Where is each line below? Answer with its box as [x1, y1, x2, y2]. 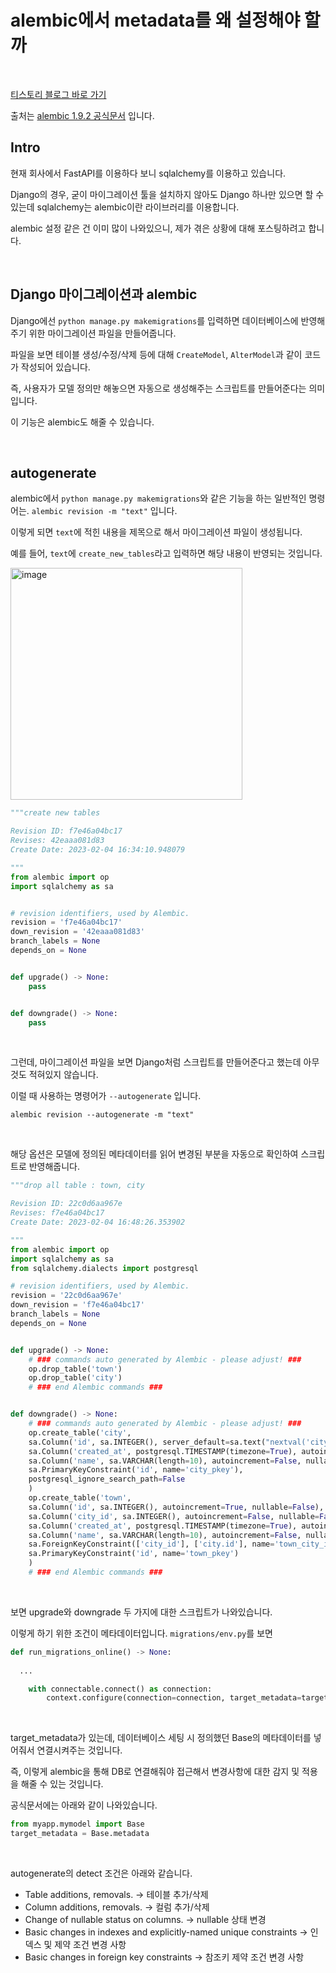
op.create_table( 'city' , [28, 1427, 132, 1438]
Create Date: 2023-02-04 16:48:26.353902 [10, 1217, 186, 1227]
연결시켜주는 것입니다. [36, 1744, 123, 1756]
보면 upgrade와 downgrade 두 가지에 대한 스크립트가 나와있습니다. [10, 1606, 273, 1618]
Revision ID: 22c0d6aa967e [10, 1199, 123, 1209]
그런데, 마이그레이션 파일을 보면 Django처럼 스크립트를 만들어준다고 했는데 [10, 1056, 302, 1068]
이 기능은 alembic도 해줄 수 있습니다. [10, 416, 155, 428]
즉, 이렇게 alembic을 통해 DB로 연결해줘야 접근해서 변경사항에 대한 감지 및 [10, 1766, 300, 1778]
